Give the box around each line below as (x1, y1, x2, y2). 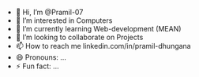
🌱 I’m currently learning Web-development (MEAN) (15, 24, 182, 33)
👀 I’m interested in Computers (15, 16, 113, 25)
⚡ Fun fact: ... (15, 61, 59, 71)
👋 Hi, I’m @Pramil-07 (15, 8, 84, 16)
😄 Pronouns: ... (15, 53, 67, 62)
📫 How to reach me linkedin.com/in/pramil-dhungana (15, 42, 191, 50)
